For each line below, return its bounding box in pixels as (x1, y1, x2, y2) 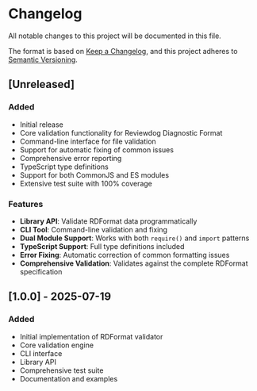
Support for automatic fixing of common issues (19, 144, 175, 155)
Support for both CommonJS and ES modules (19, 170, 169, 179)
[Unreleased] (8, 78, 75, 91)
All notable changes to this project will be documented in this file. (8, 31, 222, 40)
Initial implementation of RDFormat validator (19, 332, 163, 341)
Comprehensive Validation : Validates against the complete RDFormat (19, 259, 248, 268)
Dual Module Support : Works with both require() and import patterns (19, 233, 250, 243)
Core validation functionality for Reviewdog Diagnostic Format (19, 128, 223, 137)
